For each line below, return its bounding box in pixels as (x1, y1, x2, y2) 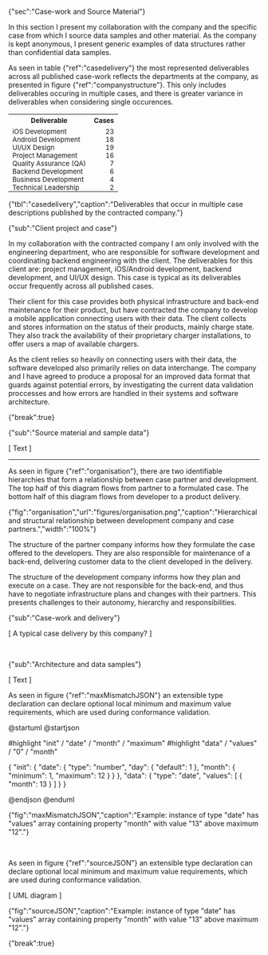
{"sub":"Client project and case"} (8, 224, 118, 232)
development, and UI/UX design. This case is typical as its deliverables (8, 273, 242, 282)
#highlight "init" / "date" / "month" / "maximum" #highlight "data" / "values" (8, 739, 258, 747)
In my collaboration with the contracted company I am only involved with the (8, 239, 259, 248)
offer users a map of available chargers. (8, 339, 140, 348)
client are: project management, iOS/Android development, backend (8, 264, 232, 274)
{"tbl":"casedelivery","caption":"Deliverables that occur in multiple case (8, 200, 243, 208)
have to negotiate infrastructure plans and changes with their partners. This (8, 589, 257, 598)
